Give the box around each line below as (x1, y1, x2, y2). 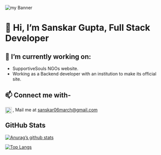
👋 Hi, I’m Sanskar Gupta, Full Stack (5, 22, 151, 33)
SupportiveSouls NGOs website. (12, 66, 79, 72)
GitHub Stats (5, 121, 46, 130)
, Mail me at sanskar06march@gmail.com (12, 107, 98, 113)
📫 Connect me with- (5, 91, 71, 99)
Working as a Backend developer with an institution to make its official (12, 71, 157, 77)
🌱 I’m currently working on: (5, 52, 91, 61)
